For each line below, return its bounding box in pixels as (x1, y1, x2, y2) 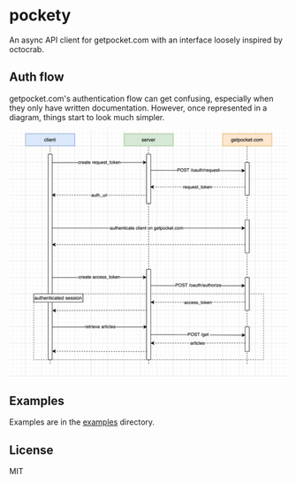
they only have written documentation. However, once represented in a (9, 103, 268, 113)
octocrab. (9, 43, 44, 54)
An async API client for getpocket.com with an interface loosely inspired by (9, 34, 283, 45)
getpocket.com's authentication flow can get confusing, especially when (9, 93, 274, 103)
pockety (9, 5, 72, 26)
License (9, 442, 54, 457)
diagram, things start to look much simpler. (9, 111, 165, 122)
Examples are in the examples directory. (9, 417, 156, 427)
